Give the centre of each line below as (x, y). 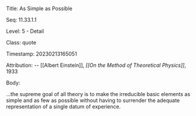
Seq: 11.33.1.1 (21, 20)
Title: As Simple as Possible (39, 8)
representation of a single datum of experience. (63, 107)
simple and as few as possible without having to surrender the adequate (93, 100)
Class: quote (21, 42)
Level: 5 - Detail (25, 31)
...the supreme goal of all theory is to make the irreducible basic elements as (98, 94)
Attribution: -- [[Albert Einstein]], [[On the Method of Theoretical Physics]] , (96, 65)
